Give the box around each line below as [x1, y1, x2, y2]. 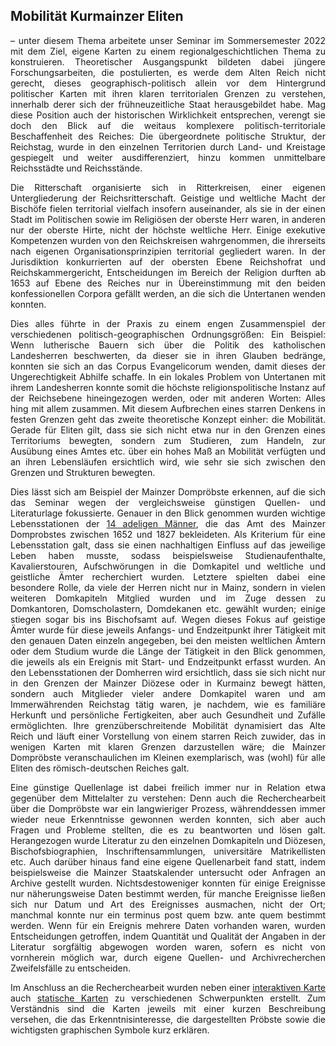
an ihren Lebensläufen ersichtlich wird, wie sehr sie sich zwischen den [10, 455, 326, 468]
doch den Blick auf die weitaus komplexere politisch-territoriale [10, 119, 326, 131]
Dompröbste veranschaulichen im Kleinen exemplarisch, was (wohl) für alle [10, 751, 326, 763]
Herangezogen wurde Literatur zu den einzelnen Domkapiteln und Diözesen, [10, 834, 326, 846]
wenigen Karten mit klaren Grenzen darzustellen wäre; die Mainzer [10, 740, 326, 753]
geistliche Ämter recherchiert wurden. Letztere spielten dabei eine [10, 570, 326, 583]
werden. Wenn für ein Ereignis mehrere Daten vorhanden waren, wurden [10, 919, 326, 931]
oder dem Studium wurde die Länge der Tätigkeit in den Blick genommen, [10, 645, 326, 657]
